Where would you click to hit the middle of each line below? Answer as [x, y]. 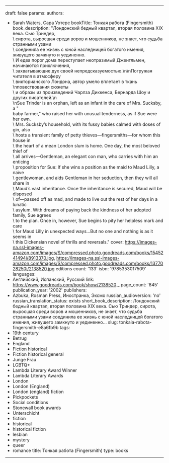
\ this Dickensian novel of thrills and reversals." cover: [68, 242]
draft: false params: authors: [35, 13]
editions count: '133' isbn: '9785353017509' [101, 269]
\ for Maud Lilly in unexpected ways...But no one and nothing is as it [83, 231]
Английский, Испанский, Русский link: [53, 279]
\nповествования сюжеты [40, 87]
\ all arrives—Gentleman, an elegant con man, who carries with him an [85, 156]
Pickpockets [25, 397]
